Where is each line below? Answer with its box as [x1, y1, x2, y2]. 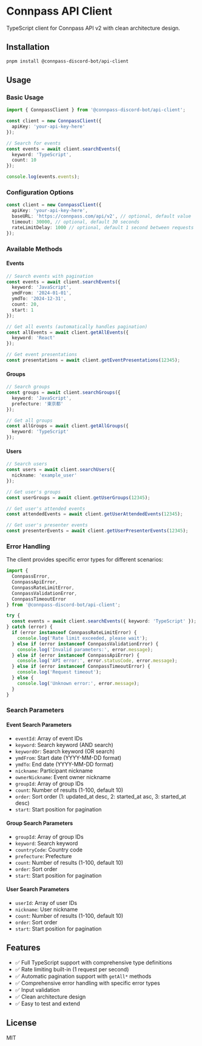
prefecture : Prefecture [15, 852, 72, 859]
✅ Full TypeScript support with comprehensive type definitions [15, 958, 172, 966]
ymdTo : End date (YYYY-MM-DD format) [15, 760, 114, 768]
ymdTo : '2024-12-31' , [12, 296, 67, 302]
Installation [6, 42, 50, 52]
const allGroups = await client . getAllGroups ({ [6, 423, 129, 429]
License [6, 1018, 37, 1028]
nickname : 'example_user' [12, 472, 78, 478]
